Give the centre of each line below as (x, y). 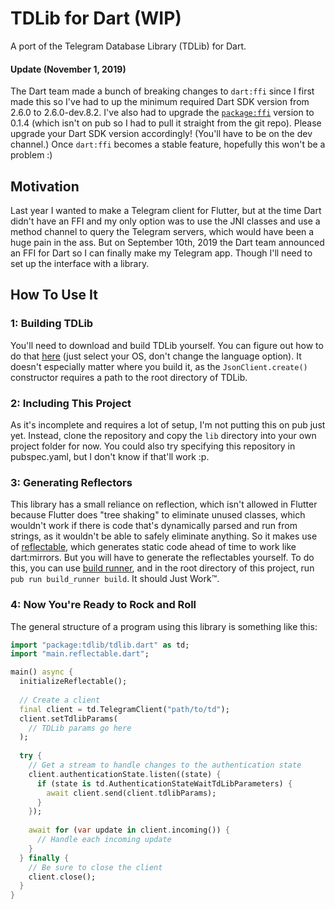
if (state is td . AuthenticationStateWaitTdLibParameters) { (164, 783)
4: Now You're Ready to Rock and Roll (103, 605)
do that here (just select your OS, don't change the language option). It (156, 356)
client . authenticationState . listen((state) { (125, 774)
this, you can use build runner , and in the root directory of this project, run (162, 568)
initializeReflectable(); (73, 682)
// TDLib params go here (80, 728)
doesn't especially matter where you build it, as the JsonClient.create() (159, 366)
